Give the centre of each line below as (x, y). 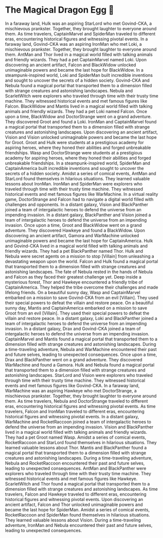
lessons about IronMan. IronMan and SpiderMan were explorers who (74, 184)
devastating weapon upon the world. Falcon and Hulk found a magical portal (81, 261)
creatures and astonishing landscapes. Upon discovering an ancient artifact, (81, 132)
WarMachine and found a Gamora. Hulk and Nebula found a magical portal (80, 365)
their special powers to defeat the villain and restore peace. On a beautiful (79, 303)
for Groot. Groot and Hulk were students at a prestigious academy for (75, 142)
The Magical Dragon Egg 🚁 (60, 10)
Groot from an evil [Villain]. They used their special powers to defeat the (77, 313)
